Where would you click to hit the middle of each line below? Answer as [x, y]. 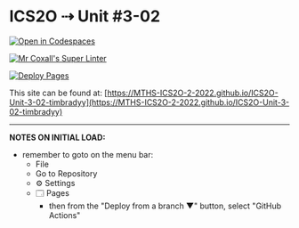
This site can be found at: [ [58, 93]
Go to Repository [66, 173]
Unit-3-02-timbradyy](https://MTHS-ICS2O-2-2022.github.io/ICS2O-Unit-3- [149, 102]
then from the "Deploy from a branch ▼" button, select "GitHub [165, 206]
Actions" [65, 215]
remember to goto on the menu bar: [88, 154]
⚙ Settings [55, 183]
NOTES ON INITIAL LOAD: [57, 137]
